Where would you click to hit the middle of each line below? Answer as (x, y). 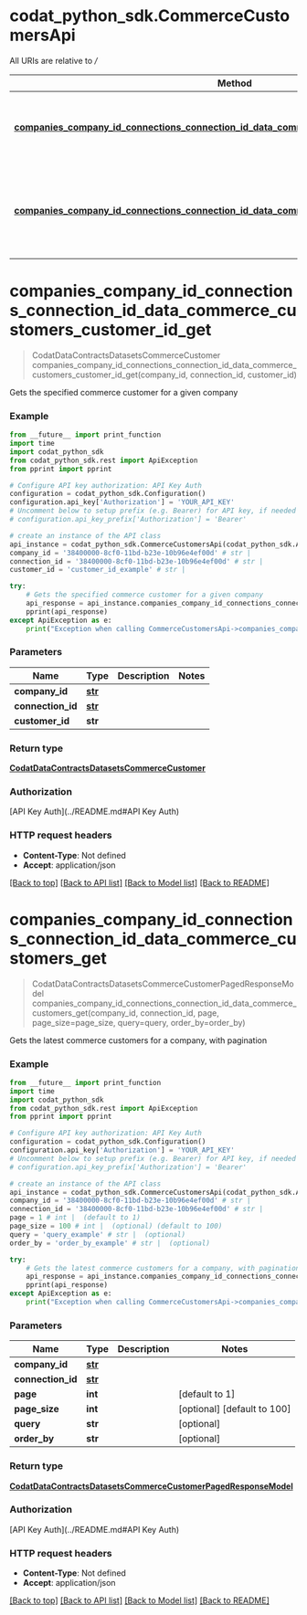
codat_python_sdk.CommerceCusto (150, 16)
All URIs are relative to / (53, 60)
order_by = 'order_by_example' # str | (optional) (110, 1243)
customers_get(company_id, (85, 1013)
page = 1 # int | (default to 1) (75, 1218)
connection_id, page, (180, 1013)
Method (235, 83)
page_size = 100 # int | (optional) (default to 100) (116, 1226)
